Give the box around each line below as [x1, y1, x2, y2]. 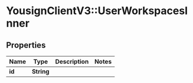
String [31, 68, 50, 75]
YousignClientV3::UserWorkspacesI [6, 4, 188, 18]
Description [55, 58, 89, 65]
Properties [6, 40, 46, 50]
